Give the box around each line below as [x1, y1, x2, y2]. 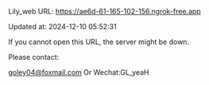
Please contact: [8, 53, 60, 61]
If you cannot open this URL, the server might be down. [8, 37, 189, 46]
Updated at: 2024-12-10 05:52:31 [8, 22, 117, 31]
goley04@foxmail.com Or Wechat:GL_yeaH [8, 68, 149, 77]
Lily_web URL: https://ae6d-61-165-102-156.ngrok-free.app [8, 7, 201, 16]
